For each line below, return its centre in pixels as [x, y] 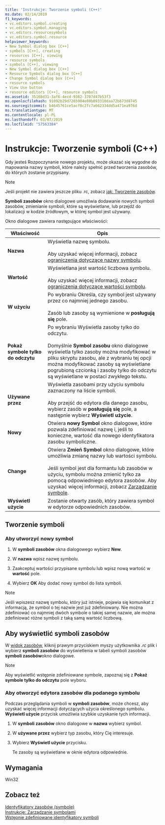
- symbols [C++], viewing [31, 65]
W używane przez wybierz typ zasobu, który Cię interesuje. [73, 733]
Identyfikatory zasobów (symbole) [40, 807]
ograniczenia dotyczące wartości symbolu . [97, 287]
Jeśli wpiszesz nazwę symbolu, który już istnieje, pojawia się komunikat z [80, 602]
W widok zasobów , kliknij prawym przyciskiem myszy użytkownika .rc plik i [81, 645]
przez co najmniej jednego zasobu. [88, 301]
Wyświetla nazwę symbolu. [79, 242]
